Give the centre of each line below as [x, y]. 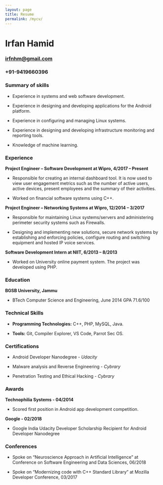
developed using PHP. [35, 267]
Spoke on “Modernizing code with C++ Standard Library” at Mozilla [81, 472]
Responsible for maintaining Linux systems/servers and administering [83, 217]
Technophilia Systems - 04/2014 [39, 400]
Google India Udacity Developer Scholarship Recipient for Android [79, 429]
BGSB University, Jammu [31, 291]
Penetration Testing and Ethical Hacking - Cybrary [63, 376]
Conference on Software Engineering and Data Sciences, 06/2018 [79, 462]
